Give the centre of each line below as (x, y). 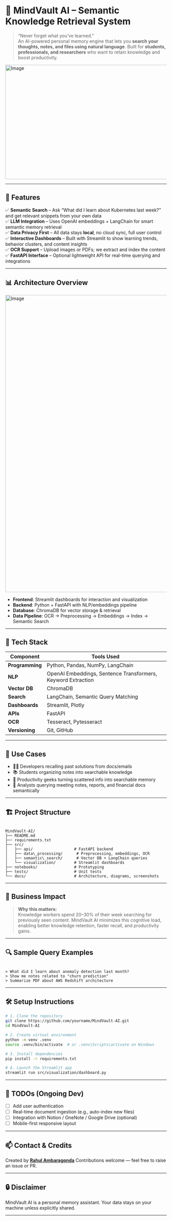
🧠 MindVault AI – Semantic (62, 11)
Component (25, 657)
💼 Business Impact (35, 897)
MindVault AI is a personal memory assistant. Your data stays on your (79, 1202)
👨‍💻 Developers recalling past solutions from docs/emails (72, 767)
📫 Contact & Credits (39, 1145)
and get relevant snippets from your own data (53, 216)
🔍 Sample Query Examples (49, 953)
